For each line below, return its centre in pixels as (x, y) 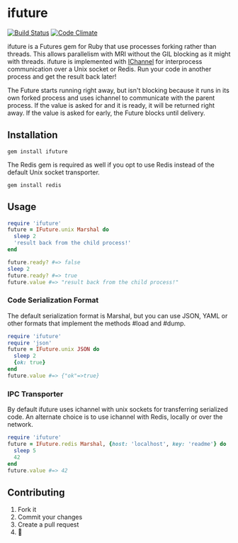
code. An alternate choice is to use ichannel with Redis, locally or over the (115, 417)
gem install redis (34, 185)
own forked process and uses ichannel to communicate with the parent (111, 98)
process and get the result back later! (62, 77)
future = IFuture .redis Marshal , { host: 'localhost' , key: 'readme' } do (117, 444)
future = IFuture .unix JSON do (53, 349)
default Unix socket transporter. (54, 172)
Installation (33, 135)
